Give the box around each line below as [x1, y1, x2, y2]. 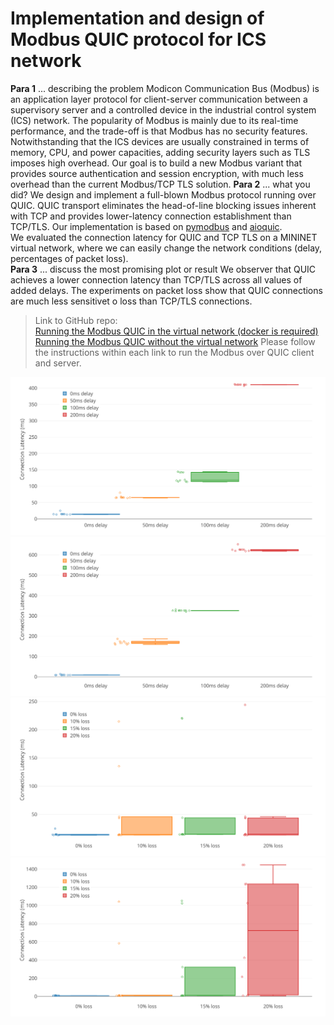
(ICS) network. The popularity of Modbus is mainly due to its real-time [10, 114, 299, 126]
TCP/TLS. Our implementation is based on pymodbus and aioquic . [10, 220, 283, 232]
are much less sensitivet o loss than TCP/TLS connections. [10, 295, 253, 307]
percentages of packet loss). [10, 252, 129, 264]
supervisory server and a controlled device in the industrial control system [10, 103, 317, 116]
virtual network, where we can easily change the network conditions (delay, [10, 242, 323, 254]
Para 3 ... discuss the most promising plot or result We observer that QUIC [10, 263, 317, 275]
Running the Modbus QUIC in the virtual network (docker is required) [34, 325, 319, 337]
